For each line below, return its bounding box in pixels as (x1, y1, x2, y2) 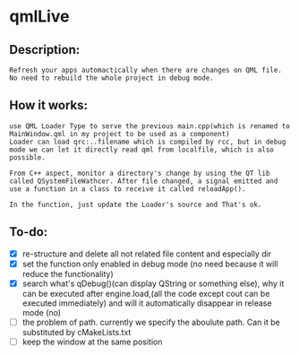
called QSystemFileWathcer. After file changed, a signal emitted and (9, 177, 278, 186)
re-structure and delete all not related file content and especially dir (21, 248, 271, 259)
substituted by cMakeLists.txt (21, 326, 132, 337)
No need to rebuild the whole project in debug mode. (9, 74, 215, 82)
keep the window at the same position (21, 336, 163, 347)
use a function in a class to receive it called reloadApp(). (9, 184, 246, 194)
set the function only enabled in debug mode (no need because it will (21, 258, 278, 269)
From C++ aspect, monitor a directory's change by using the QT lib (9, 169, 270, 178)
